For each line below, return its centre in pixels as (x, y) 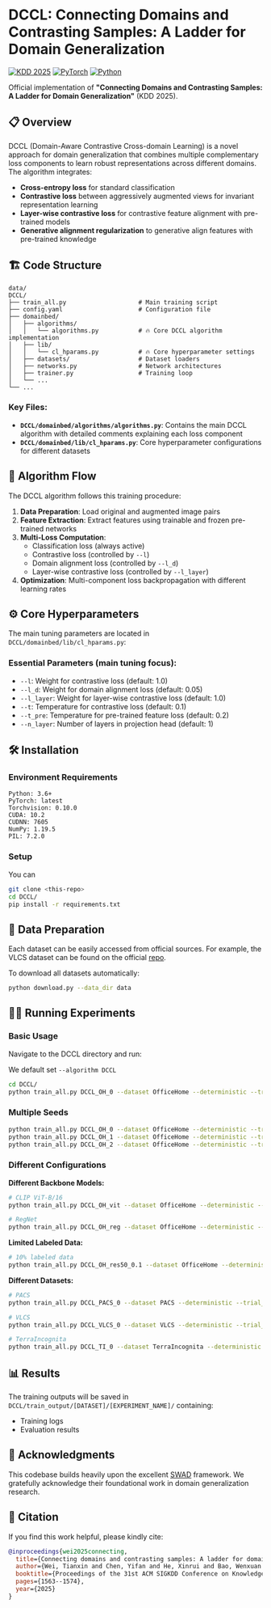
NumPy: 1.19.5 (32, 829)
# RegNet (23, 1220)
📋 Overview (40, 123)
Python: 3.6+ (30, 794)
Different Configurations (57, 1165)
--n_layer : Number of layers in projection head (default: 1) (117, 724)
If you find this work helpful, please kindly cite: (86, 1536)
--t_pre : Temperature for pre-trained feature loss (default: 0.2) (125, 715)
